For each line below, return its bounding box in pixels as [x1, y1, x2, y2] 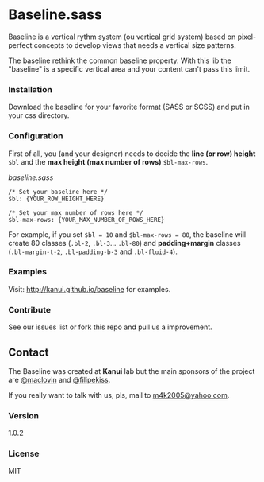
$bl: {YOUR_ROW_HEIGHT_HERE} [8, 195, 105, 203]
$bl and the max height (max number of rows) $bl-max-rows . [8, 157, 209, 166]
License [8, 448, 40, 459]
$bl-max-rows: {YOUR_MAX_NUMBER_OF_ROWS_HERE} [8, 216, 165, 224]
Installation [8, 84, 53, 95]
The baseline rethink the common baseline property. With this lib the [8, 56, 231, 65]
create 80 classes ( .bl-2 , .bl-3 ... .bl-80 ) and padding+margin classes [8, 238, 241, 247]
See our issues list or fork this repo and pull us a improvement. [8, 322, 212, 332]
